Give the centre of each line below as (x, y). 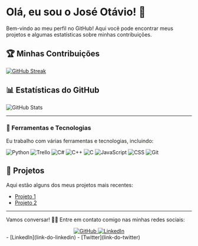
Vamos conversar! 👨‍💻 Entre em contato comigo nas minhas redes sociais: (95, 220)
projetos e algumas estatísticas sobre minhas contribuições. (79, 34)
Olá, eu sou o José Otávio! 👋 (76, 12)
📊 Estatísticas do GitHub (53, 90)
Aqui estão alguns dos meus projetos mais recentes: (70, 185)
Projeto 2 (26, 202)
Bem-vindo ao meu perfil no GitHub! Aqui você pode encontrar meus (90, 28)
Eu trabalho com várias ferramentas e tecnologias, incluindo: (80, 141)
